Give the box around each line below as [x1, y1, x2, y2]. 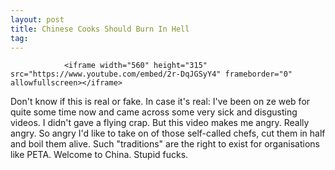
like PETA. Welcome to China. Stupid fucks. [10, 149, 189, 161]
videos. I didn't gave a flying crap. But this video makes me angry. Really [10, 117, 310, 129]
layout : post [10, 14, 65, 25]
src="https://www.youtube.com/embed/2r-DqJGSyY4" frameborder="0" [10, 69, 293, 80]
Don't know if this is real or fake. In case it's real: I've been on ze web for [10, 96, 311, 108]
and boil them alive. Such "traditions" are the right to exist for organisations [10, 138, 320, 150]
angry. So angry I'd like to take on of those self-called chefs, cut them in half [10, 127, 326, 140]
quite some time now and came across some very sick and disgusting [10, 106, 298, 118]
